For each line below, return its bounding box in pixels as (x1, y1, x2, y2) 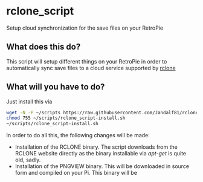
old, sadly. (14, 156, 41, 164)
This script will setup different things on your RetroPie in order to (6, 57, 167, 65)
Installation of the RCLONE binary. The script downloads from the (14, 143, 178, 151)
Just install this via (6, 98, 53, 105)
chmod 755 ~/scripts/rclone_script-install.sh (6, 115, 126, 122)
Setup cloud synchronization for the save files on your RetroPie (6, 24, 164, 31)
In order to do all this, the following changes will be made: (6, 132, 150, 139)
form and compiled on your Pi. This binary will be (14, 169, 138, 177)
